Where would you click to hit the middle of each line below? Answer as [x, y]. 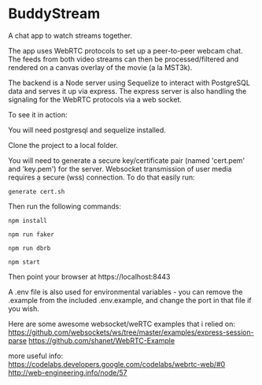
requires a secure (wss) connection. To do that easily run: [101, 177]
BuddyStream [54, 14]
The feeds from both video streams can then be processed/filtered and [124, 59]
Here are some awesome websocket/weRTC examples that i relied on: [122, 324]
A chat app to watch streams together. [70, 35]
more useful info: [36, 356]
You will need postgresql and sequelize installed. [87, 130]
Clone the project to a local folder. [63, 145]
